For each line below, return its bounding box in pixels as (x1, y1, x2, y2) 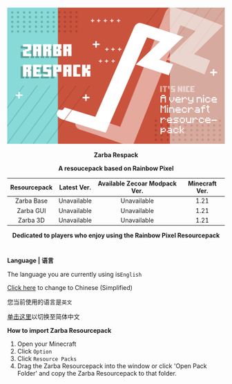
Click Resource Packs (17, 354, 77, 363)
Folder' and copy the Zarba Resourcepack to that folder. (17, 369, 177, 378)
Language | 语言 (7, 257, 54, 265)
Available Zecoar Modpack (97, 179, 177, 188)
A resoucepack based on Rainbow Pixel (58, 164, 174, 172)
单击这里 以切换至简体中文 (7, 313, 80, 321)
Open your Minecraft (17, 340, 77, 348)
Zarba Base (14, 196, 48, 205)
